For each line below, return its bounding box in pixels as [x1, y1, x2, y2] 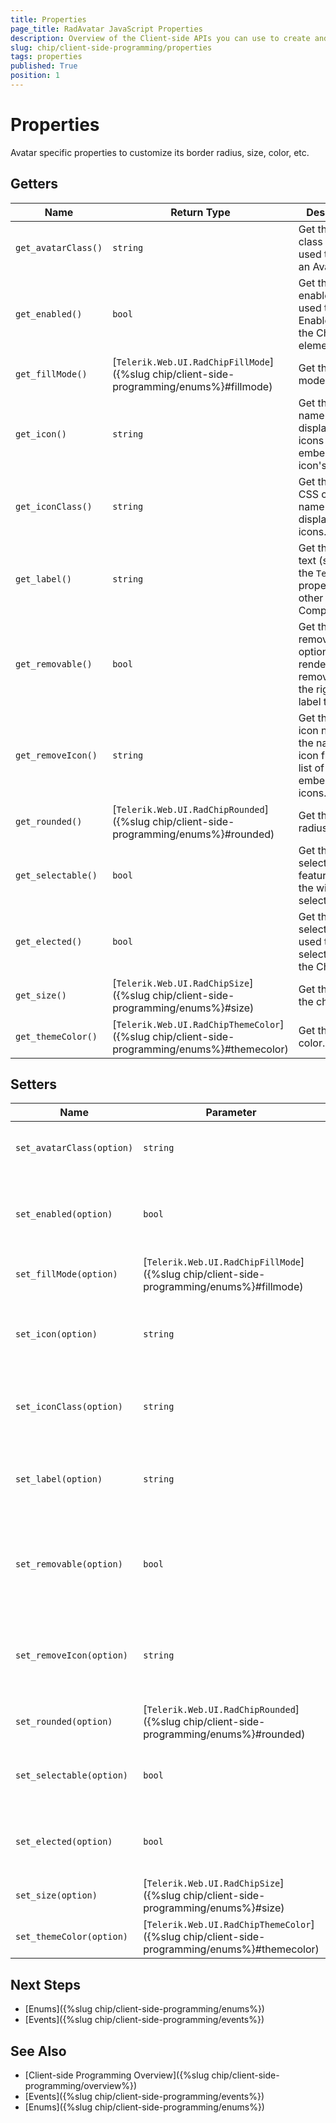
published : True [10, 61, 78, 71]
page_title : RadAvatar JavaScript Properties [10, 24, 203, 34]
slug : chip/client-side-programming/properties [10, 42, 213, 53]
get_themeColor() [15, 1031, 98, 1042]
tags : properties [10, 52, 83, 62]
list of [298, 761, 325, 775]
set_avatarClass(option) [15, 1142, 134, 1154]
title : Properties [10, 14, 87, 25]
